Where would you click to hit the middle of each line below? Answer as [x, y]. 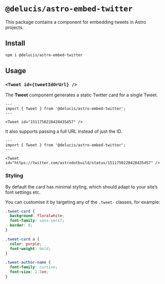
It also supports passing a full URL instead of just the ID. [64, 131]
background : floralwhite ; [37, 216]
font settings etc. [23, 192]
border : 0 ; [21, 225]
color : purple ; [26, 244]
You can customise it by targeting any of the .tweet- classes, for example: [83, 202]
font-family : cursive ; [34, 267]
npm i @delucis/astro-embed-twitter [44, 55]
